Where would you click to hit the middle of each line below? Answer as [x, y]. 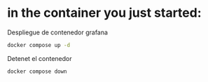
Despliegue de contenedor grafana [58, 32]
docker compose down [37, 71]
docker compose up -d [39, 45]
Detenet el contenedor [40, 58]
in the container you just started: [104, 13]
